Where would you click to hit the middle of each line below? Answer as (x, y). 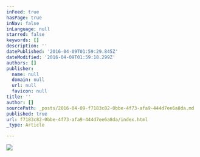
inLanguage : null (28, 29)
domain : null (28, 80)
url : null (24, 86)
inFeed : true (23, 12)
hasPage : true (24, 18)
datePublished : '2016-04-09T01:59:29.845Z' (62, 52)
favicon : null (29, 91)
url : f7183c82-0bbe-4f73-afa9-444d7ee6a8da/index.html (77, 119)
